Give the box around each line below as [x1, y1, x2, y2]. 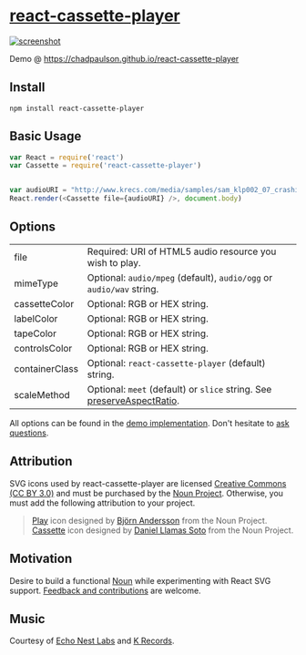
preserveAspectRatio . [87, 394, 180, 406]
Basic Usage [9, 128, 82, 144]
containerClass [14, 362, 79, 374]
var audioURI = [9, 186, 67, 195]
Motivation [9, 551, 73, 567]
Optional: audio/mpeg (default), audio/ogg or [87, 271, 273, 283]
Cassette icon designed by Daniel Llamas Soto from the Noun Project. [31, 525, 294, 536]
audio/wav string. [87, 282, 159, 295]
